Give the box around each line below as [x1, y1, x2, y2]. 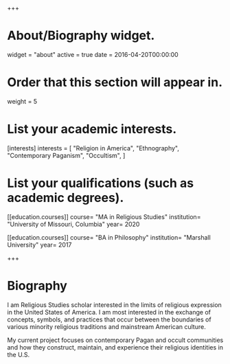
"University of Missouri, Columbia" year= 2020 [7, 220, 140, 228]
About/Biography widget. [7, 28, 155, 43]
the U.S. [7, 350, 30, 359]
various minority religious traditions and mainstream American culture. [7, 322, 206, 330]
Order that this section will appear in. [7, 75, 223, 90]
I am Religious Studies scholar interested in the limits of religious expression [7, 300, 222, 309]
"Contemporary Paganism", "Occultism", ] [7, 151, 126, 159]
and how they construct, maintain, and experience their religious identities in [7, 343, 223, 351]
